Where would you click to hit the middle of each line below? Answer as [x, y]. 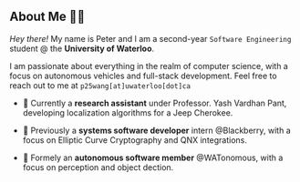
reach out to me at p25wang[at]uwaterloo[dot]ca [100, 85]
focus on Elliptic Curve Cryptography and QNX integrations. [135, 140]
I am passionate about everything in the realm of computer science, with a [149, 66]
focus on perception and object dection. [98, 167]
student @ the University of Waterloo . [82, 48]
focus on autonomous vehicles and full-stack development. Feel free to [143, 76]
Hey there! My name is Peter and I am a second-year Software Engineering [150, 38]
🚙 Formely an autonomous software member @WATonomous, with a [153, 157]
